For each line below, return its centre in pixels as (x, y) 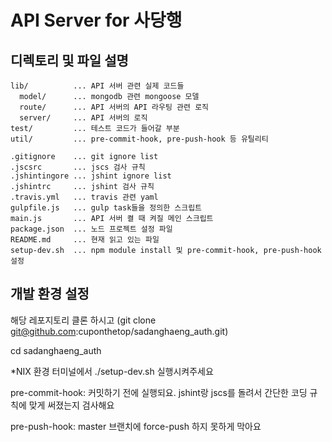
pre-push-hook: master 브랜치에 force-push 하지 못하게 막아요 (136, 426)
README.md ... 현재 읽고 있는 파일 (85, 240)
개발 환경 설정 (50, 294)
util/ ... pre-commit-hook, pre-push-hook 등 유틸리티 (139, 139)
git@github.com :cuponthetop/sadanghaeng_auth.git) (119, 331)
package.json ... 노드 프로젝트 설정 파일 (91, 229)
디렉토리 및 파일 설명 (69, 60)
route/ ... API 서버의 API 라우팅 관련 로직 (114, 107)
